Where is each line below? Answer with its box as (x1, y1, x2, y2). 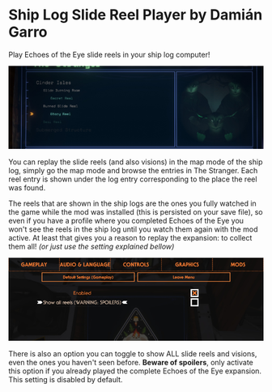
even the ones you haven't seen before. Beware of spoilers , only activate (8, 357, 253, 367)
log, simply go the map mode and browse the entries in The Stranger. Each (8, 165, 258, 175)
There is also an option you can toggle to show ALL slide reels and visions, (8, 348, 257, 358)
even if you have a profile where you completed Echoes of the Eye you (8, 215, 244, 225)
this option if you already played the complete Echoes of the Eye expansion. (8, 366, 261, 376)
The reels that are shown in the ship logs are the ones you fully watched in (8, 198, 257, 208)
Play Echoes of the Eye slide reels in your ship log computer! (8, 49, 210, 59)
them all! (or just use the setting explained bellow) (8, 241, 175, 251)
